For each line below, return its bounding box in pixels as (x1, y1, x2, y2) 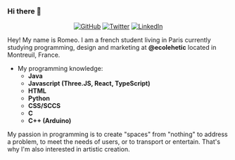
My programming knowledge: (17, 65, 103, 73)
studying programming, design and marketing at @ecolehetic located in (7, 44, 217, 52)
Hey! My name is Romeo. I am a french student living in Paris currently (7, 36, 211, 44)
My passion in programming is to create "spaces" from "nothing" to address (7, 130, 228, 139)
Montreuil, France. (7, 51, 61, 59)
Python (27, 94, 51, 102)
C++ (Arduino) (27, 116, 72, 125)
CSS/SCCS (27, 102, 61, 110)
